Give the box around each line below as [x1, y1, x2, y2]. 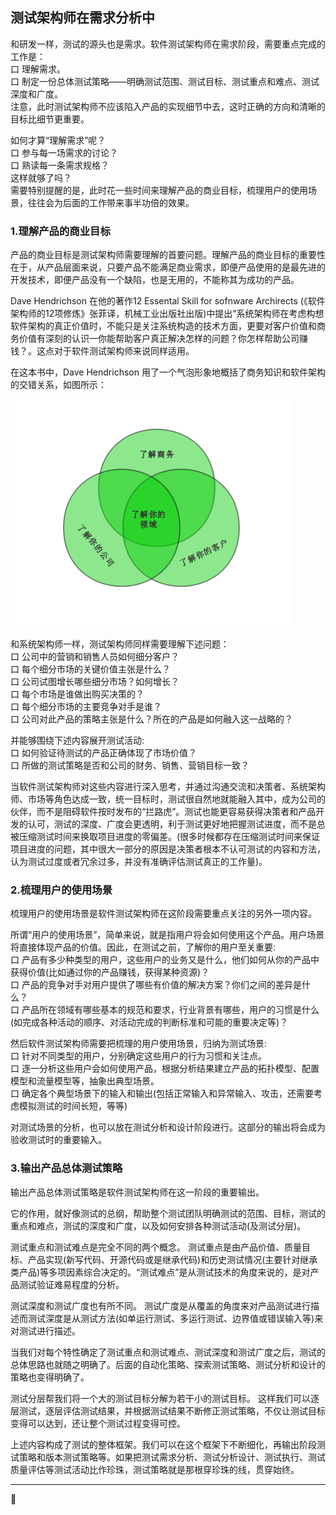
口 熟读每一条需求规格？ [10, 159, 110, 171]
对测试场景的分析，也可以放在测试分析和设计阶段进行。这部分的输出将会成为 [10, 1121, 326, 1133]
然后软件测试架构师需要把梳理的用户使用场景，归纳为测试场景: [10, 1038, 268, 1050]
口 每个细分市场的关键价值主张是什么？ [10, 663, 171, 675]
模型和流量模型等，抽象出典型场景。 [10, 1075, 160, 1087]
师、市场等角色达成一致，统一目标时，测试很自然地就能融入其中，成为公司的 [10, 793, 326, 805]
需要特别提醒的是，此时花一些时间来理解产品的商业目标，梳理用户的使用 [10, 184, 308, 196]
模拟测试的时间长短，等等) [18, 1100, 128, 1112]
